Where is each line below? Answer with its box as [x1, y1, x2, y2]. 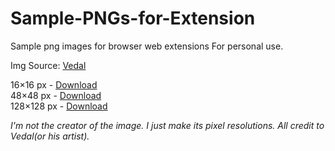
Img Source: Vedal [10, 59, 87, 71]
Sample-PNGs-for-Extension [10, 7, 256, 30]
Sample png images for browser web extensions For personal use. [10, 40, 284, 52]
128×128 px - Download [10, 100, 108, 112]
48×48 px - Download [10, 89, 102, 101]
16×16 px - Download [10, 78, 98, 91]
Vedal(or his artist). [10, 130, 90, 142]
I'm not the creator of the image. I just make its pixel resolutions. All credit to [10, 119, 325, 131]
